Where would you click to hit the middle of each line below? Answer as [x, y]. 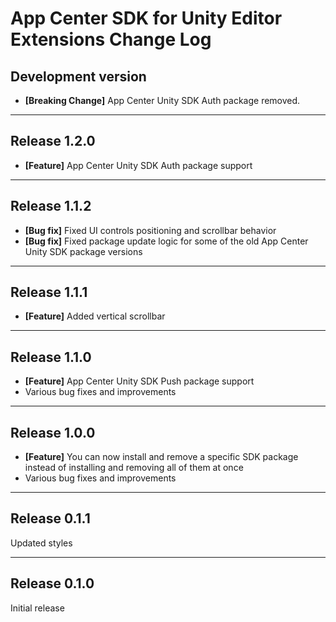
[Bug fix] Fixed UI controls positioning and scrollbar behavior [150, 230]
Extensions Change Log [111, 39]
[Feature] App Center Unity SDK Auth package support [138, 165]
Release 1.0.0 [53, 432]
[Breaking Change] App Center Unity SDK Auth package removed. [162, 100]
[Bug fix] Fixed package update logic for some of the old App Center [166, 241]
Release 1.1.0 [51, 357]
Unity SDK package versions [83, 251]
